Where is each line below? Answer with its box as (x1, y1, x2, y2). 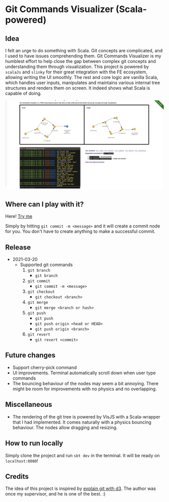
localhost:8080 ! (5, 458, 39, 464)
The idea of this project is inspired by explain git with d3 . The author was (5, 485, 156, 491)
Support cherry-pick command (12, 364, 77, 370)
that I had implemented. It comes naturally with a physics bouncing (12, 419, 152, 425)
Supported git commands (20, 262, 73, 268)
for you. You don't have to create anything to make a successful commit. (5, 228, 156, 234)
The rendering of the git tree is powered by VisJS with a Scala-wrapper (12, 413, 161, 420)
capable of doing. (5, 91, 42, 96)
